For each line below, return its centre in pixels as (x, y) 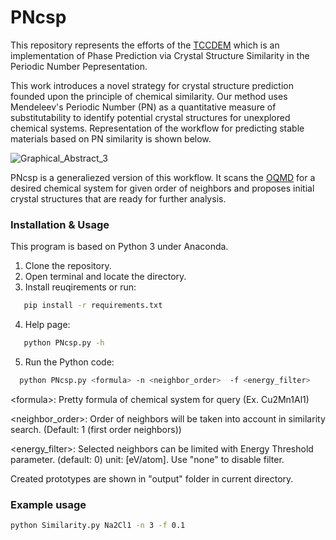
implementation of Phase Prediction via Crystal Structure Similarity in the (160, 55)
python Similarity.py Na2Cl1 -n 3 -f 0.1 (98, 526)
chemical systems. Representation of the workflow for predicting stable (157, 128)
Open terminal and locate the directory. (105, 277)
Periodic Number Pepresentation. (79, 66)
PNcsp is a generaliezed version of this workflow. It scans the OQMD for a (163, 177)
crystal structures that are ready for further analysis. (118, 198)
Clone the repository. (68, 266)
